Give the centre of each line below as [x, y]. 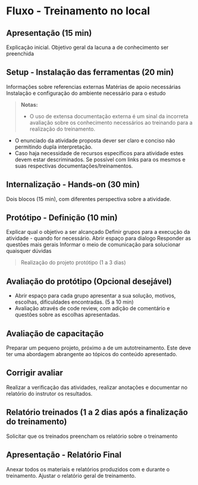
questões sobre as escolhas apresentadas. [67, 315]
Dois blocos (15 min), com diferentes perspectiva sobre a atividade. [89, 199]
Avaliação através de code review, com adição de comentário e [92, 308]
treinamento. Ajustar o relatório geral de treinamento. [71, 475]
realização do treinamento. [62, 129]
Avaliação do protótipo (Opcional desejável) [89, 281]
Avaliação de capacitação [55, 333]
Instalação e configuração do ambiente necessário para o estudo [86, 93]
